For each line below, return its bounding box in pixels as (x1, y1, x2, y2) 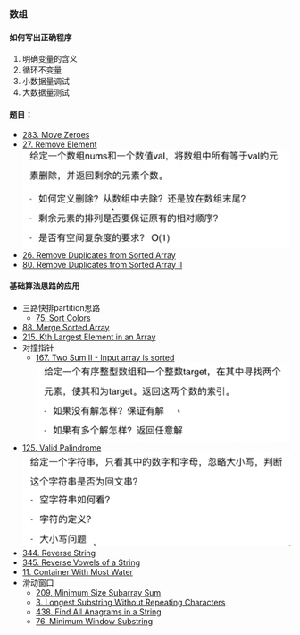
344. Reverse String (21, 547, 96, 558)
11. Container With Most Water (21, 566, 134, 577)
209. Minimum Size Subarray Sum (35, 587, 162, 597)
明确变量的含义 (21, 54, 78, 64)
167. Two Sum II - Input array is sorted (35, 352, 175, 363)
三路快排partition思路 (21, 302, 101, 313)
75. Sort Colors (35, 312, 91, 323)
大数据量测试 (21, 87, 70, 98)
